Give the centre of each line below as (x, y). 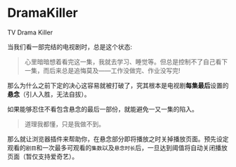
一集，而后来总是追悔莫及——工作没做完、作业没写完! (102, 70)
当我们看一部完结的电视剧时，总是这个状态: (70, 46)
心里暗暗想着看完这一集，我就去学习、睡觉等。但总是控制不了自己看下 (126, 62)
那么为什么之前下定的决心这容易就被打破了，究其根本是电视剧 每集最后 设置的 (118, 85)
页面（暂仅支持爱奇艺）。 (43, 156)
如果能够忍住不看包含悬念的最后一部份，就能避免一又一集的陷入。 (103, 109)
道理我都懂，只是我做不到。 (65, 123)
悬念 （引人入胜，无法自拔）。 (49, 94)
